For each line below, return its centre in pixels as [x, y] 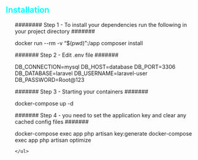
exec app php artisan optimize [53, 140]
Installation [28, 10]
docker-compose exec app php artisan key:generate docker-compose [103, 133]
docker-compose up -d [44, 103]
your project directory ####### [55, 31]
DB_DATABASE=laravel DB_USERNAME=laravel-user [81, 73]
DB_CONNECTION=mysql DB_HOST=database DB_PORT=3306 [95, 67]
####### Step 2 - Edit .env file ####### [67, 55]
